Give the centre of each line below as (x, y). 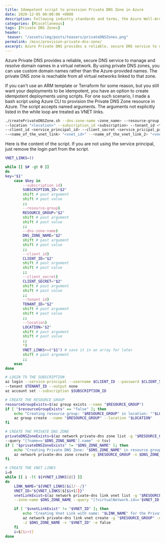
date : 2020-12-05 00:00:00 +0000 (39, 14)
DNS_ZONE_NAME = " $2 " (43, 236)
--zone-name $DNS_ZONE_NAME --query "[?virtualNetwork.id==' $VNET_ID (87, 500)
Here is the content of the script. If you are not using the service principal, (80, 144)
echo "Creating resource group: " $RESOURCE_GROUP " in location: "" (84, 414)
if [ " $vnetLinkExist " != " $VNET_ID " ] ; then (61, 509)
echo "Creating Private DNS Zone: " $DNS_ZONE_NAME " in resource (81, 450)
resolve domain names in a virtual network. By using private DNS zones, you (82, 65)
